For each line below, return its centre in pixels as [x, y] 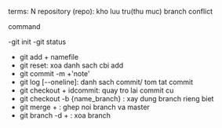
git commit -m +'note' [55, 73]
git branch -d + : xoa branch [65, 115]
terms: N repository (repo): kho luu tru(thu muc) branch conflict [111, 11]
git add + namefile [49, 57]
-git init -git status [37, 42]
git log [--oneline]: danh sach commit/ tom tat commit [106, 82]
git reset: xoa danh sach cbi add [71, 65]
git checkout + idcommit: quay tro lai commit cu [96, 90]
